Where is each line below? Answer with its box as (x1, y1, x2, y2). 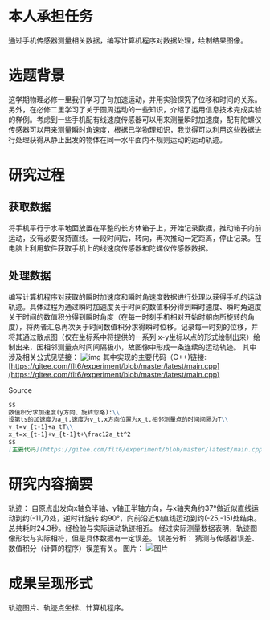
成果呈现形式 (8, 574, 94, 593)
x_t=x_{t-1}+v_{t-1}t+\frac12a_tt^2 (8, 430, 131, 438)
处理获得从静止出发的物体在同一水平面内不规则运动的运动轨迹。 (14, 134, 227, 145)
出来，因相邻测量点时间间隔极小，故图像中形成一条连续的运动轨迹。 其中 (14, 342, 257, 352)
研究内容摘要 (8, 475, 94, 493)
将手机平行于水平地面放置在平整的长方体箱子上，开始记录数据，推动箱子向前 (8, 222, 262, 233)
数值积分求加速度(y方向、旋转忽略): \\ (8, 408, 121, 416)
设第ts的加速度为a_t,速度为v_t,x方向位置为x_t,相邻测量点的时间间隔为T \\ (8, 415, 229, 424)
